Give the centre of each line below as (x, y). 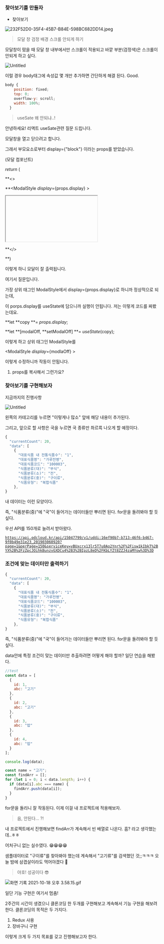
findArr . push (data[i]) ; (38, 789)
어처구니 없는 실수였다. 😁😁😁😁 (36, 845)
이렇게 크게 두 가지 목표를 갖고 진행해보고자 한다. (51, 936)
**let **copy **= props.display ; (37, 322)
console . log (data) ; (25, 762)
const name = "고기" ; (26, 771)
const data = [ (20, 675)
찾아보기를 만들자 (24, 7)
